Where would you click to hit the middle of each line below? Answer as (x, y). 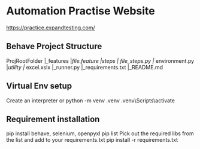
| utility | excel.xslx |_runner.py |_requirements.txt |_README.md (85, 67)
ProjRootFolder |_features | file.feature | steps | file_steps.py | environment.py (100, 60)
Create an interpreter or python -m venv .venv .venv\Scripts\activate (91, 101)
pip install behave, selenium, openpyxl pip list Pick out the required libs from (100, 133)
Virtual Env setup (39, 86)
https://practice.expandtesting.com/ (51, 28)
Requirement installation (53, 119)
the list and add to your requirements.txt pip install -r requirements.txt (92, 140)
